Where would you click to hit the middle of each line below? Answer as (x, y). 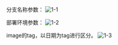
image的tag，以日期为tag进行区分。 (51, 35)
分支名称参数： (25, 9)
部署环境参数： (25, 22)
